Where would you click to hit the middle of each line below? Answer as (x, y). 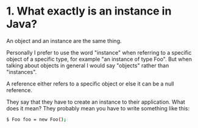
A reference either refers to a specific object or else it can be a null (90, 84)
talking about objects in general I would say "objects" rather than (88, 66)
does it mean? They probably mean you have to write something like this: (98, 108)
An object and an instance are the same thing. (64, 41)
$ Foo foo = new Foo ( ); (37, 120)
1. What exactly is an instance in (89, 11)
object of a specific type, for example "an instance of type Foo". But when (99, 59)
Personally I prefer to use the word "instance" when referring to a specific (99, 52)
